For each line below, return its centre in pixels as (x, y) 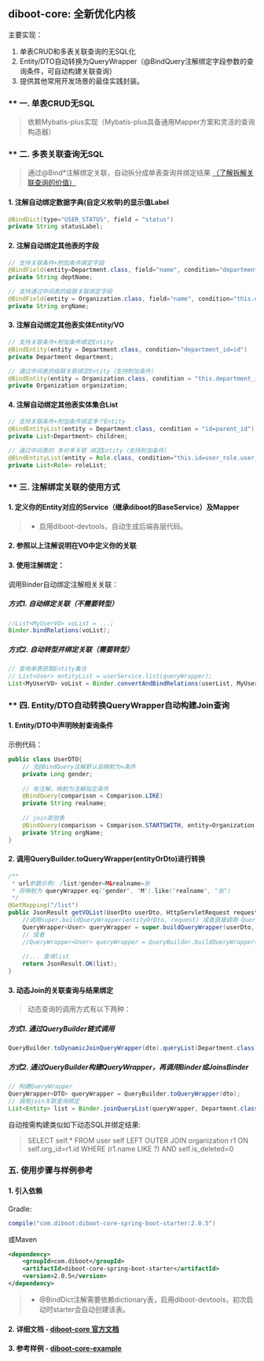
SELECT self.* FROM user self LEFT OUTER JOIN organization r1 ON (138, 1140)
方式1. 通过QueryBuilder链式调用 (62, 1028)
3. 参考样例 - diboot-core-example (65, 1348)
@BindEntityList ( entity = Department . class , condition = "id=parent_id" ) (132, 429)
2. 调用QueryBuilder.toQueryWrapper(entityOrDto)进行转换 (107, 859)
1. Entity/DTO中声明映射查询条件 (61, 725)
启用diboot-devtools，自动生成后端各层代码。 (113, 526)
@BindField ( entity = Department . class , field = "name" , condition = (114, 270)
